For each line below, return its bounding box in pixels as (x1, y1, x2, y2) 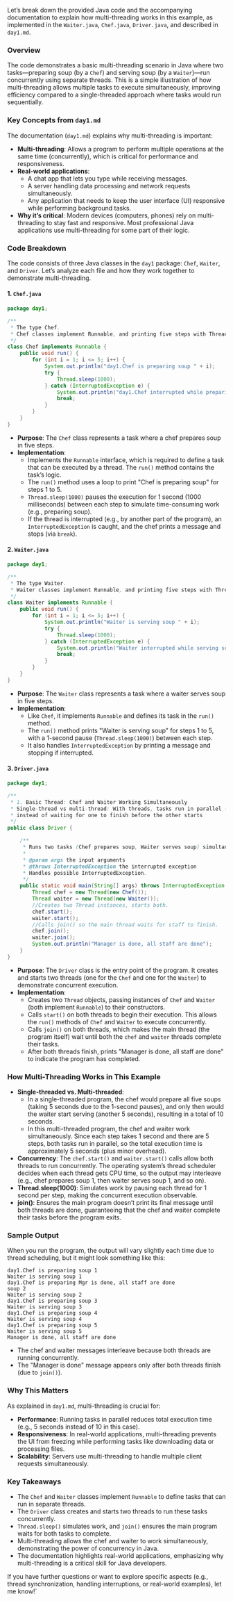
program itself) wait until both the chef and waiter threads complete (27, 1032, 222, 1041)
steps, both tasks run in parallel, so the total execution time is (27, 1140, 203, 1148)
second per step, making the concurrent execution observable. (17, 1191, 198, 1199)
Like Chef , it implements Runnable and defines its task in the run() (27, 712, 215, 720)
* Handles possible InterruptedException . (22, 869, 148, 876)
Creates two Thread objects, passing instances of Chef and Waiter (27, 995, 216, 1003)
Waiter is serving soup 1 (7, 1273, 82, 1281)
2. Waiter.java (7, 545, 49, 554)
